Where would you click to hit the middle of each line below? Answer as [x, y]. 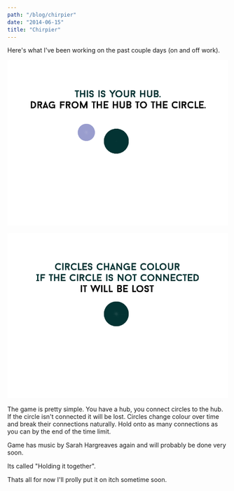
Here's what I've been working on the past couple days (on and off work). [114, 50]
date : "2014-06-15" [36, 22]
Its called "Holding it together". [51, 466]
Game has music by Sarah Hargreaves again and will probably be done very [117, 445]
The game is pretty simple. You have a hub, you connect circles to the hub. [115, 409]
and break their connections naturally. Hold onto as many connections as [113, 424]
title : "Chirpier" [34, 29]
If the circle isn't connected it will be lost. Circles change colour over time [113, 417]
